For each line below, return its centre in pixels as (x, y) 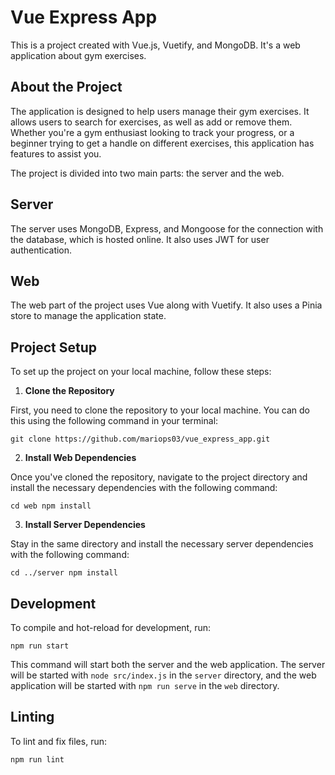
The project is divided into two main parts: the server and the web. (147, 173)
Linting (32, 717)
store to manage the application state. (88, 316)
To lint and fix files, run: (58, 741)
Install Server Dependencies (85, 525)
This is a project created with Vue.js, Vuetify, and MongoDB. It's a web (155, 45)
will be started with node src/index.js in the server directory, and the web (163, 675)
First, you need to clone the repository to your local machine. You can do (160, 410)
